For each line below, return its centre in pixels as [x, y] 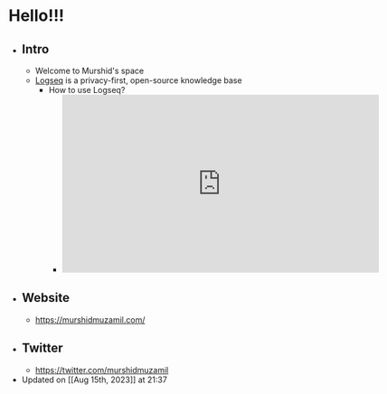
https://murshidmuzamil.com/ [90, 319]
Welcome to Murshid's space [90, 70]
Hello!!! [37, 16]
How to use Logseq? [87, 90]
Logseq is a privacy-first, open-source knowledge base [138, 80]
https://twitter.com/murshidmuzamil [102, 370]
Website [45, 298]
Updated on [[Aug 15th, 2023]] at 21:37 [94, 380]
